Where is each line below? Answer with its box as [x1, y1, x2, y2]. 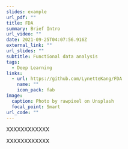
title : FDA [6, 20, 34, 26]
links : [6, 70, 23, 76]
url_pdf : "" [6, 14, 36, 20]
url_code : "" [6, 109, 39, 115]
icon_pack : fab [17, 87, 55, 93]
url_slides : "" [6, 48, 44, 54]
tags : [6, 59, 20, 65]
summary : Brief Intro [6, 25, 61, 32]
